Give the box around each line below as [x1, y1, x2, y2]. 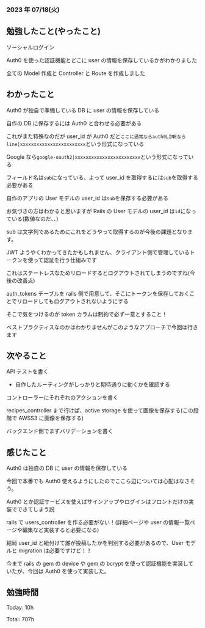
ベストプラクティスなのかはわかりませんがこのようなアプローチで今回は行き [6, 323, 198, 330]
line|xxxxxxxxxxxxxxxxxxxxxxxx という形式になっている [6, 140, 145, 147]
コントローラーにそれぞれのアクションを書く [6, 394, 119, 401]
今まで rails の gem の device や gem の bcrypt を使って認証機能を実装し [6, 560, 189, 568]
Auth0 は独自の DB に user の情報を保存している [6, 464, 128, 472]
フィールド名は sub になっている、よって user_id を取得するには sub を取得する [6, 173, 198, 181]
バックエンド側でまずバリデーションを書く [6, 428, 113, 435]
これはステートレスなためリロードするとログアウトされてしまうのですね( [6, 269, 190, 276]
